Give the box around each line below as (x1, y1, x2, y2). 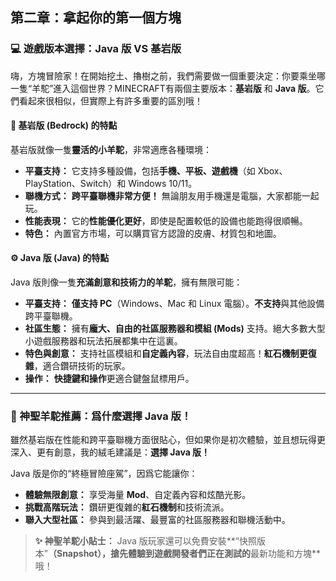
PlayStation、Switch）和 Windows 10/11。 (24, 177, 198, 189)
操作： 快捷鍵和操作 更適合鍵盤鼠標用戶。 (24, 373, 195, 385)
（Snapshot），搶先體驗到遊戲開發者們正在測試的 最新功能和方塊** (47, 548, 322, 560)
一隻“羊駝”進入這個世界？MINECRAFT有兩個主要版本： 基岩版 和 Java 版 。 (10, 82, 316, 94)
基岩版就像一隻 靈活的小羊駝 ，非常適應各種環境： (10, 143, 212, 155)
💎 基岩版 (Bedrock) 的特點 (10, 119, 118, 132)
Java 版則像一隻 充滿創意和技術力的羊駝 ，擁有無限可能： (10, 276, 243, 288)
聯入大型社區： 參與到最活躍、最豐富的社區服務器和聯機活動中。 (24, 514, 291, 526)
